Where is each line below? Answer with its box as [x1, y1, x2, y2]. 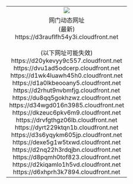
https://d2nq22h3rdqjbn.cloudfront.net [12, 145, 122, 154]
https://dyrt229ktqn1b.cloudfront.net [14, 123, 119, 131]
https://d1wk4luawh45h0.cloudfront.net [10, 71, 123, 80]
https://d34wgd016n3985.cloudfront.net [9, 101, 125, 109]
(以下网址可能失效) [40, 49, 93, 57]
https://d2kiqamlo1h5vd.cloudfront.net [12, 160, 121, 169]
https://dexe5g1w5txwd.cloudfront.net [12, 138, 121, 146]
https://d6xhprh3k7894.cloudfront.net [12, 167, 121, 176]
